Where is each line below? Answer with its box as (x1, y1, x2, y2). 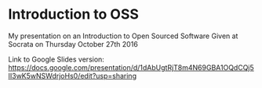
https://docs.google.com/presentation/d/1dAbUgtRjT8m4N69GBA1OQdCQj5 (8, 62, 255, 72)
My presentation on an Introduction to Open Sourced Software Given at (8, 31, 238, 40)
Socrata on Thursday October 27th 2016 (8, 39, 139, 48)
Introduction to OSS (8, 5, 140, 23)
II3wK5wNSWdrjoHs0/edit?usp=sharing (8, 71, 137, 80)
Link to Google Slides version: (8, 55, 104, 64)
